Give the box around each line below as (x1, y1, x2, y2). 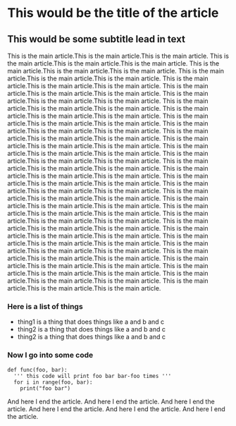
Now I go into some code (7, 351, 94, 360)
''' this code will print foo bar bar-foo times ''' (13, 372, 172, 379)
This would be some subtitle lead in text (7, 33, 185, 45)
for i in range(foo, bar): (13, 379, 93, 386)
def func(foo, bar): (7, 366, 68, 373)
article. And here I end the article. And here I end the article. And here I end (7, 404, 225, 413)
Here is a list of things (7, 301, 83, 311)
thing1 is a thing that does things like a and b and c (17, 317, 165, 326)
